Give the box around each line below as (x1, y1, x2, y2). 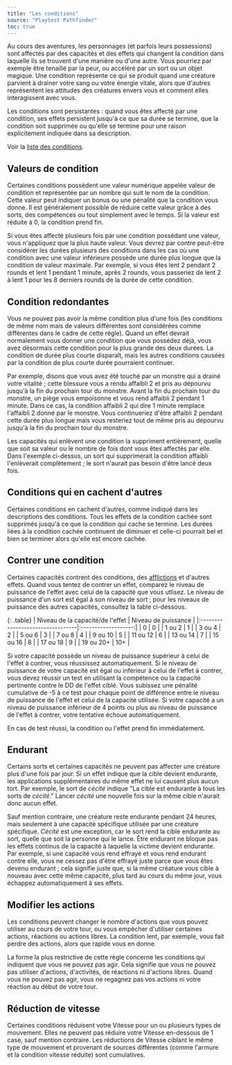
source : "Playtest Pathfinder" (7, 17, 98, 24)
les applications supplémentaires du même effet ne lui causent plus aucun (7, 777, 220, 785)
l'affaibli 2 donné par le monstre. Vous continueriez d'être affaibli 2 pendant (7, 409, 223, 417)
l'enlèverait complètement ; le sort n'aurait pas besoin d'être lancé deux (7, 459, 213, 467)
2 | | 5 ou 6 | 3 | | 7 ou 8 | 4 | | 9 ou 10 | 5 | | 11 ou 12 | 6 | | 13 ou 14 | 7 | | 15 (7, 631, 220, 639)
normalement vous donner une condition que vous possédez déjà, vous (7, 336, 212, 344)
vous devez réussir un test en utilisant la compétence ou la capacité (7, 674, 201, 682)
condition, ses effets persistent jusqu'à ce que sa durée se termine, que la (7, 114, 219, 123)
